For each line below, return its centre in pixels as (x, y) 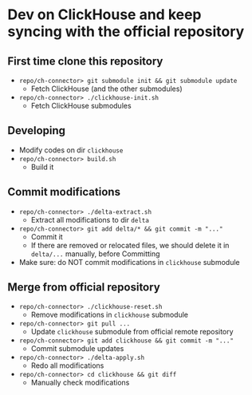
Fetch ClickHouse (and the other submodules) (106, 89)
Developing (36, 130)
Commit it (47, 236)
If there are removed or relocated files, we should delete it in (130, 245)
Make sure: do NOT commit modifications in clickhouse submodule (129, 262)
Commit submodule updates (77, 349)
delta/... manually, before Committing (95, 254)
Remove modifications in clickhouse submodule (110, 315)
